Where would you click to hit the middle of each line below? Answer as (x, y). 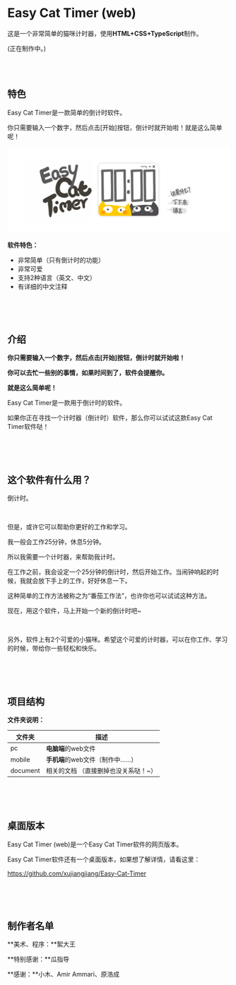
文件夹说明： (26, 720)
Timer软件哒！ (28, 427)
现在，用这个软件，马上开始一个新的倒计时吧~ (75, 611)
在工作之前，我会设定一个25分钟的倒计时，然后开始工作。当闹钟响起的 (110, 572)
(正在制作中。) (27, 48)
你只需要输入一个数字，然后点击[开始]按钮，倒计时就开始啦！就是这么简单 (115, 127)
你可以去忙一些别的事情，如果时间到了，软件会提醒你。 (88, 373)
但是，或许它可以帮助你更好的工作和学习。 (69, 527)
